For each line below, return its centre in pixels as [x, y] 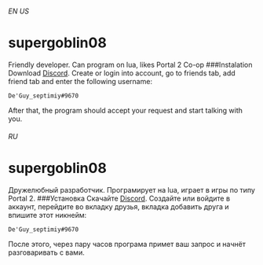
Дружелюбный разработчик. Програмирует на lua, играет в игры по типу [131, 190]
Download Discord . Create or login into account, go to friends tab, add [122, 73]
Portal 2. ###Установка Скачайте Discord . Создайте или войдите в [119, 199]
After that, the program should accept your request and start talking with [126, 110]
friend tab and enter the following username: [80, 81]
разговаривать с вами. [46, 252]
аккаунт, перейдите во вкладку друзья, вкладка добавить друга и [119, 207]
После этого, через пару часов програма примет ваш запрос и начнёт [127, 245]
